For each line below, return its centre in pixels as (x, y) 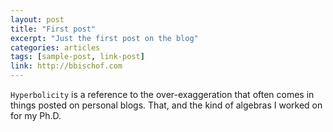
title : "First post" (53, 29)
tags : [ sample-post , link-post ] (77, 57)
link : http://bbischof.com (66, 66)
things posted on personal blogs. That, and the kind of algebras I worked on (166, 105)
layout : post (37, 19)
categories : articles (55, 47)
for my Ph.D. (36, 115)
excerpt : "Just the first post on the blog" (104, 38)
